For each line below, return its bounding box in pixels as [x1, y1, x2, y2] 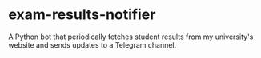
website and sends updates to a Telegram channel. [8, 40, 177, 49]
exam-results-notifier [8, 6, 156, 24]
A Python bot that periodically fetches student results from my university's [8, 32, 254, 41]
